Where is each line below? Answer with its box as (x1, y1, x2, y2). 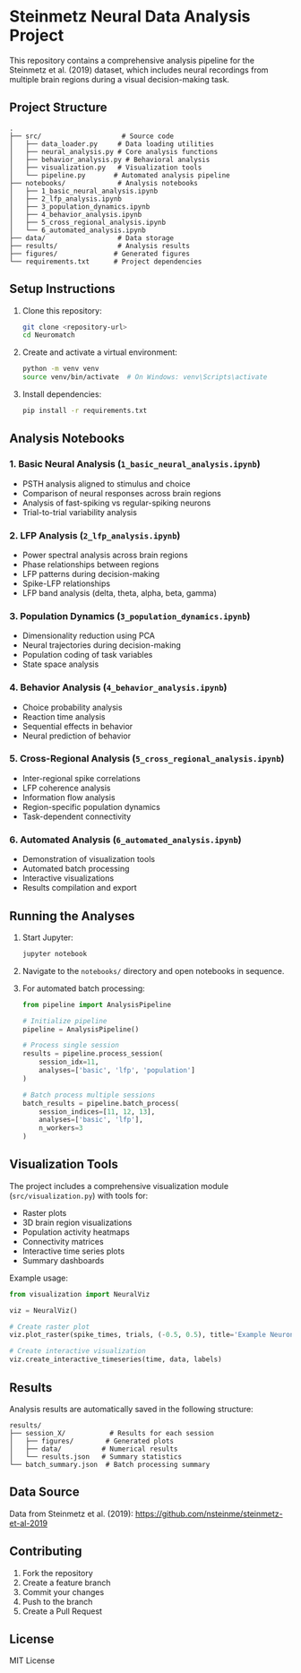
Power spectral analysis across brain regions (21, 549, 188, 560)
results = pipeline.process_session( (21, 1049, 164, 1058)
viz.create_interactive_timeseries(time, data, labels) (9, 1355, 222, 1364)
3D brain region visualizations (21, 1217, 133, 1228)
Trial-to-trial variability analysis (21, 506, 137, 517)
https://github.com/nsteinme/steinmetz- (134, 1508, 284, 1519)
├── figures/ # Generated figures (9, 249, 191, 258)
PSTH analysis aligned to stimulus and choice (21, 478, 191, 489)
